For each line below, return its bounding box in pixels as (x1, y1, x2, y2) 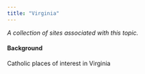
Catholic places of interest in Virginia (7, 59, 111, 67)
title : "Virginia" (7, 10, 60, 17)
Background (7, 44, 43, 52)
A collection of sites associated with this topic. (7, 29, 139, 37)
